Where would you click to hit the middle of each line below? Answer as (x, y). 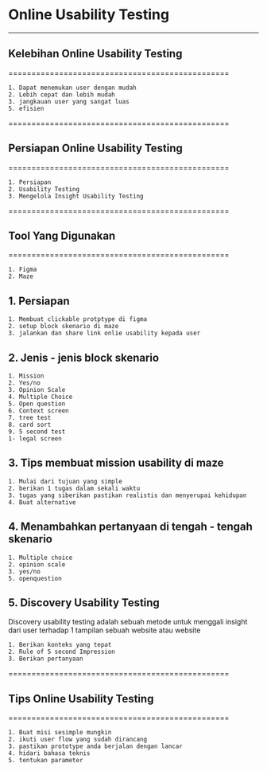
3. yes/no (25, 571)
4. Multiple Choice (41, 397)
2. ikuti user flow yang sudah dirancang (78, 740)
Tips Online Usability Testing (81, 699)
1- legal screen (35, 439)
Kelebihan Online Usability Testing (95, 54)
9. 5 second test (37, 432)
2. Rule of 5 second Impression (62, 652)
